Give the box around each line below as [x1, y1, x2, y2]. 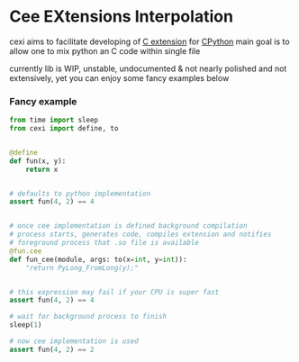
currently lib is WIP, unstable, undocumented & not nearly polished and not [9, 63, 287, 74]
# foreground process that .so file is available [9, 239, 200, 248]
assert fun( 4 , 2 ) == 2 [9, 345, 95, 354]
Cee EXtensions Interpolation [9, 6, 234, 27]
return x [25, 165, 59, 174]
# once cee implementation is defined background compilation [9, 222, 248, 231]
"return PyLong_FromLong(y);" [25, 263, 140, 272]
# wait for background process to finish [9, 312, 168, 321]
